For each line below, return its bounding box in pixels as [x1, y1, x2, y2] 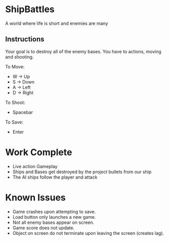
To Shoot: [5, 99, 25, 105]
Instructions [5, 35, 44, 44]
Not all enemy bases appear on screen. [12, 219, 94, 225]
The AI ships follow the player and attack [12, 174, 97, 180]
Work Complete [5, 146, 72, 158]
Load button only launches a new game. [12, 214, 96, 220]
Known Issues [5, 191, 66, 203]
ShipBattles [5, 4, 55, 15]
